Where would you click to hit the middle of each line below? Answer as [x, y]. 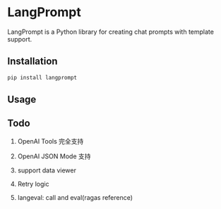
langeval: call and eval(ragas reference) [75, 197]
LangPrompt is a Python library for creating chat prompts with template [110, 32]
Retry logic [33, 184]
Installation [32, 62]
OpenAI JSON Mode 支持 [54, 156]
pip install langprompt [42, 77]
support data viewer [47, 170]
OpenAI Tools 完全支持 [50, 141]
